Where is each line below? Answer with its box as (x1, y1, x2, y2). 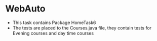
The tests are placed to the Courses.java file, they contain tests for (12, 24, 152, 30)
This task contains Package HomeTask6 (12, 19, 96, 25)
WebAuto (5, 3, 46, 14)
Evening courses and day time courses (12, 30, 94, 36)
